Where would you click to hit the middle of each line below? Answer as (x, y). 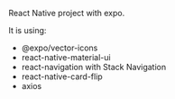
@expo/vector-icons (60, 48)
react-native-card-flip (62, 76)
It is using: (28, 30)
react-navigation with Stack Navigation (94, 67)
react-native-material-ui (66, 57)
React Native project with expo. (67, 13)
